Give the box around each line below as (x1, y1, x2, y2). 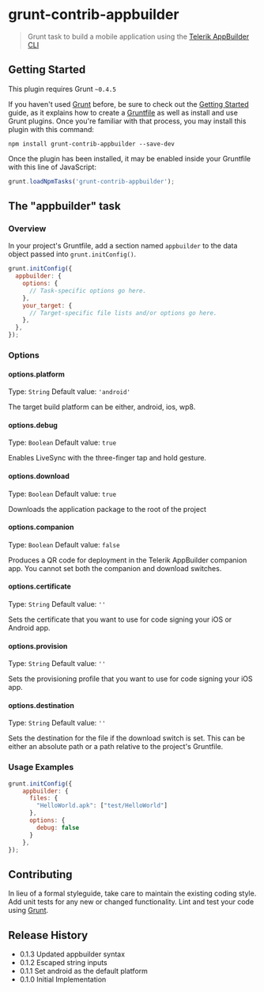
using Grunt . (8, 906, 49, 915)
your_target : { (22, 301, 73, 309)
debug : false (36, 824, 80, 831)
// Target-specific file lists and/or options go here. (28, 309, 217, 317)
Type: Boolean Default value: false (8, 540, 120, 549)
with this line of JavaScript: (8, 162, 97, 172)
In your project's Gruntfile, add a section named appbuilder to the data (8, 241, 238, 251)
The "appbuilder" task (8, 199, 121, 213)
